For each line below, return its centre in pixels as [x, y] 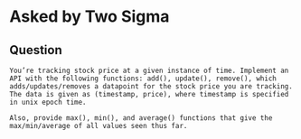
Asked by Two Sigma [89, 17]
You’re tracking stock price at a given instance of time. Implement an [149, 70]
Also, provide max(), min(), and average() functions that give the [141, 118]
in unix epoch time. [48, 102]
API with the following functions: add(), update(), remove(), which [143, 79]
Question [36, 50]
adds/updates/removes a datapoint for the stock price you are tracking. [151, 87]
